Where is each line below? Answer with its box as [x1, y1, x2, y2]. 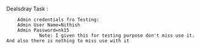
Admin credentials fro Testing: [17, 17, 99, 23]
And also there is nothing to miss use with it [6, 38, 130, 44]
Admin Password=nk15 [17, 27, 70, 33]
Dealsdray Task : [6, 5, 49, 12]
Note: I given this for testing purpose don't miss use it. [38, 33, 195, 39]
